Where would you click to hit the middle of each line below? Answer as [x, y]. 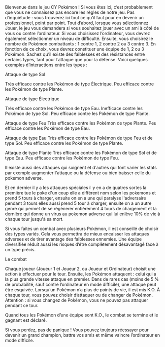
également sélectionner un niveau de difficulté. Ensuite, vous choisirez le [79, 39]
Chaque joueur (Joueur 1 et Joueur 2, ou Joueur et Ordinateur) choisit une [81, 269]
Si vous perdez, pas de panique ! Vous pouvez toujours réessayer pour [77, 330]
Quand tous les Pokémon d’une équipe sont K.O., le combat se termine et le [82, 315]
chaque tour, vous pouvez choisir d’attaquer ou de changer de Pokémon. [79, 295]
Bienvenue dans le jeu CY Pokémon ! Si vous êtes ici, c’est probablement [79, 7]
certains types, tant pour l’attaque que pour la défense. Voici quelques [76, 59]
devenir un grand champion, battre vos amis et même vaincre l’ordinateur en [82, 335]
